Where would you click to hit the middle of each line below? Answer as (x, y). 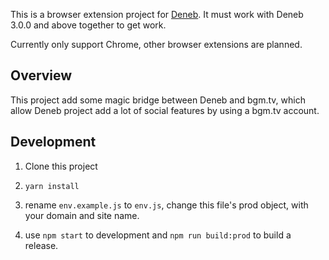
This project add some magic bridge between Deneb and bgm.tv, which (158, 100)
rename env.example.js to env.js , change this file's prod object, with (166, 205)
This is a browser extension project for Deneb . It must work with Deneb (157, 14)
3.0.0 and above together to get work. (88, 25)
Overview (41, 75)
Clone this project (61, 166)
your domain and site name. (82, 215)
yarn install (52, 186)
